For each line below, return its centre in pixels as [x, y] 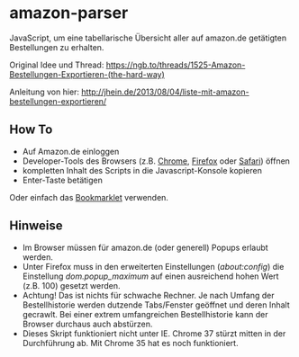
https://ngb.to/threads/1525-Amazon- [176, 65]
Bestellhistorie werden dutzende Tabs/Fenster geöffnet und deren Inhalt [156, 305]
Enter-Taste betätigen [63, 180]
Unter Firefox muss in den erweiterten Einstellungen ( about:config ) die [153, 266]
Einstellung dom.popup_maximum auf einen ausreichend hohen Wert [150, 276]
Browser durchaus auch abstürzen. [87, 324]
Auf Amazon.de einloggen [71, 151]
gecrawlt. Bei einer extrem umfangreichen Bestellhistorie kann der [145, 314]
